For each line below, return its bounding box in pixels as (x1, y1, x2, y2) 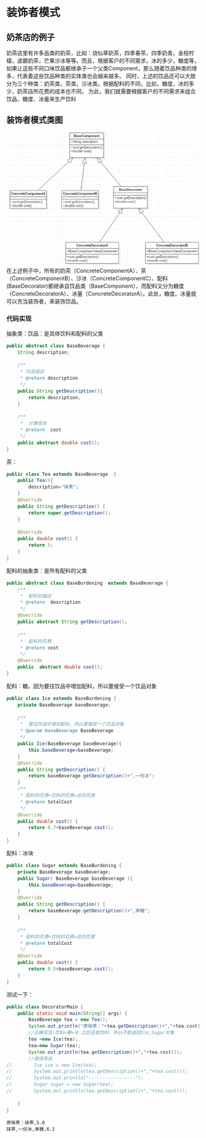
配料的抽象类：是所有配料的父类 (6, 567, 87, 574)
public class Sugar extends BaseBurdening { (6, 863, 122, 869)
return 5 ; (28, 542, 53, 549)
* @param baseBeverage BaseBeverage (20, 728, 114, 734)
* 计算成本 (20, 421, 47, 427)
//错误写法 (28, 1055, 53, 1061)
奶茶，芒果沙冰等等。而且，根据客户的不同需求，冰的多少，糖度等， (27, 57, 200, 64)
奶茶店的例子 (6, 32, 55, 42)
